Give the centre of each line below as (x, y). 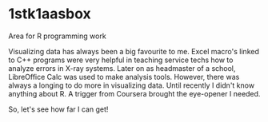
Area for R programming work (57, 36)
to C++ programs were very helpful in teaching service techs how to (121, 60)
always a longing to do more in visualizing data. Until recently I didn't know (131, 85)
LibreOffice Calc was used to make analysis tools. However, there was (124, 77)
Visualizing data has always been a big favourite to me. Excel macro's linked (134, 51)
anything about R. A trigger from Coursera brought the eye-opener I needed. (134, 93)
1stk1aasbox (50, 14)
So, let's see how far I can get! (58, 109)
